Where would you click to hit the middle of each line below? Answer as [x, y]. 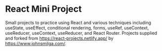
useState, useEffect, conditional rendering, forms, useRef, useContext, [77, 27]
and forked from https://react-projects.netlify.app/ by [59, 38]
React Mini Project [43, 9]
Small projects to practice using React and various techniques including [78, 23]
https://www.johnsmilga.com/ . [36, 43]
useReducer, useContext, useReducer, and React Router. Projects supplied [81, 33]
